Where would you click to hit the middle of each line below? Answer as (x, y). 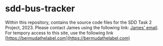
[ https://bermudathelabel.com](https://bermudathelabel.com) (68, 38)
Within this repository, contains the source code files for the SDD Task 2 (79, 22)
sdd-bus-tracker (40, 9)
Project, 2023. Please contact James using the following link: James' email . (82, 27)
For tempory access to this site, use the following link (59, 33)
